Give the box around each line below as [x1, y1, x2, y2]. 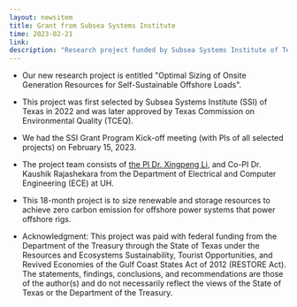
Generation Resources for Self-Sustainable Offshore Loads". [21, 80, 242, 90]
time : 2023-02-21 [9, 29, 73, 38]
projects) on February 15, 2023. [21, 142, 137, 153]
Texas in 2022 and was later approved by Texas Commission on [21, 106, 255, 117]
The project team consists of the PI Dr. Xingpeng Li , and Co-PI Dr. [21, 159, 262, 170]
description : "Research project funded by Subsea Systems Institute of [9, 46, 278, 55]
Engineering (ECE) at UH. [21, 178, 115, 188]
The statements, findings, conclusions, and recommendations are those [21, 269, 284, 280]
